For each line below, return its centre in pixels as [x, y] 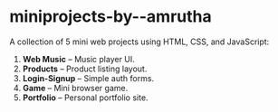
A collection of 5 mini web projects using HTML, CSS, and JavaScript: [139, 42]
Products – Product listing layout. [85, 69]
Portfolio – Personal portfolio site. [85, 98]
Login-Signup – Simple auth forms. [88, 78]
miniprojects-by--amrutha [111, 17]
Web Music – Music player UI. [79, 59]
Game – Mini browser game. [75, 88]
